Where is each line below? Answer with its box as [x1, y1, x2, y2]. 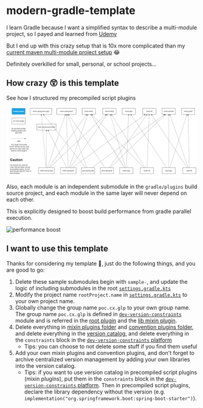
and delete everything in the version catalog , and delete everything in [15, 329, 190, 337]
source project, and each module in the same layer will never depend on [6, 189, 187, 197]
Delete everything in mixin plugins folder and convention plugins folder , [15, 323, 194, 331]
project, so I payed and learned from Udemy [6, 30, 117, 37]
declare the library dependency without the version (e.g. [24, 388, 165, 395]
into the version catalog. [15, 362, 76, 369]
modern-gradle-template [6, 4, 136, 18]
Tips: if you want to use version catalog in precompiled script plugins [24, 368, 198, 376]
